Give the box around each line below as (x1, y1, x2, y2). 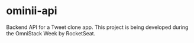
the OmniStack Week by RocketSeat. (6, 29, 96, 37)
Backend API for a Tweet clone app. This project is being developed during (6, 24, 189, 31)
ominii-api (6, 4, 57, 18)
